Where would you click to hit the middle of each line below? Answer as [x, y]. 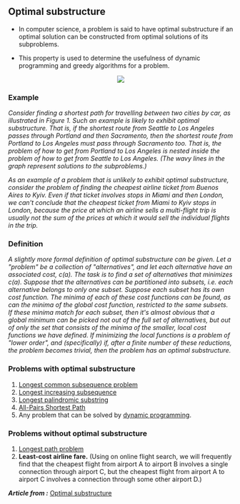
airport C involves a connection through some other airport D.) [110, 479]
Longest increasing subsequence [67, 392]
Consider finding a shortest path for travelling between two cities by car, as [119, 113]
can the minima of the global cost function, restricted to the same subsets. [118, 305]
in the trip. [23, 226]
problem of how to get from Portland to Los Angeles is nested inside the [114, 151]
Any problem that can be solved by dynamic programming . [105, 415]
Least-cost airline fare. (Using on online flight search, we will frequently [125, 457]
